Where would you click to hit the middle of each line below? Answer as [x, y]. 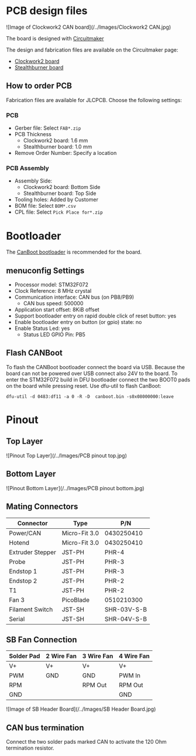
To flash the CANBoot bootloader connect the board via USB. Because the [96, 367]
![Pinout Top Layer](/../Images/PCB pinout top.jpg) [67, 455]
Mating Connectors [42, 507]
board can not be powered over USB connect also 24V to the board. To [92, 373]
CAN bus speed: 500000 [53, 303]
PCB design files [47, 11]
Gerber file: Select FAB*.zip [48, 128]
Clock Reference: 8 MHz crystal [53, 291]
